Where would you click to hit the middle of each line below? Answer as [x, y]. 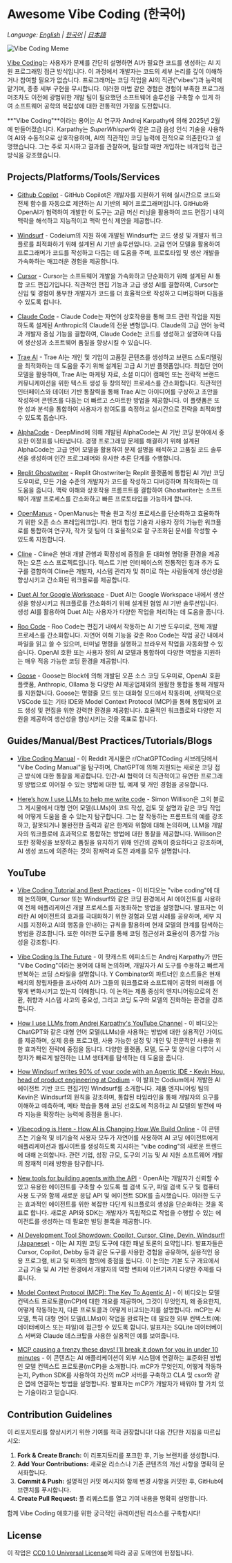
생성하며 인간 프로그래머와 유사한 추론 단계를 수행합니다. [106, 458]
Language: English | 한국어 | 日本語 [57, 35]
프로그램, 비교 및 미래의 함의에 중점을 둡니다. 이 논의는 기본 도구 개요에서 [122, 1260]
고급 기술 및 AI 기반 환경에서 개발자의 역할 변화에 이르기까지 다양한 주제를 [116, 1269]
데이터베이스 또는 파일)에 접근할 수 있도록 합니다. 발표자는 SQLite [105, 1327]
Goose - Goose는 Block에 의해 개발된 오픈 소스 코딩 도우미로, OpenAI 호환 [119, 675]
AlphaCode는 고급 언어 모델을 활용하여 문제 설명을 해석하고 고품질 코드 [113, 449]
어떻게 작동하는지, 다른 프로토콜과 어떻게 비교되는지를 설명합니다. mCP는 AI [119, 1310]
